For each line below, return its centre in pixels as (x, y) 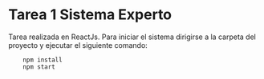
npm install (43, 60)
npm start (39, 67)
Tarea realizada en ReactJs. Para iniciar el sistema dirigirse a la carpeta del (132, 37)
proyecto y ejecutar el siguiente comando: (78, 45)
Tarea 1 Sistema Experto (90, 15)
